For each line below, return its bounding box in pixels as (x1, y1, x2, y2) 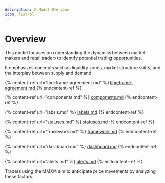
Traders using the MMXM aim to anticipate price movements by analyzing (5, 168, 156, 174)
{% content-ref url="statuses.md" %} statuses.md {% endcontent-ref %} (5, 119, 155, 125)
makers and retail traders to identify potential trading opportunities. (5, 55, 142, 61)
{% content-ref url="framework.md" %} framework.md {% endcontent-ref (5, 129, 157, 135)
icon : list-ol (5, 12, 35, 17)
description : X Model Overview (5, 7, 70, 12)
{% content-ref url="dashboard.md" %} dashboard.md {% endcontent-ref (5, 144, 157, 150)
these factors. (5, 174, 34, 180)
